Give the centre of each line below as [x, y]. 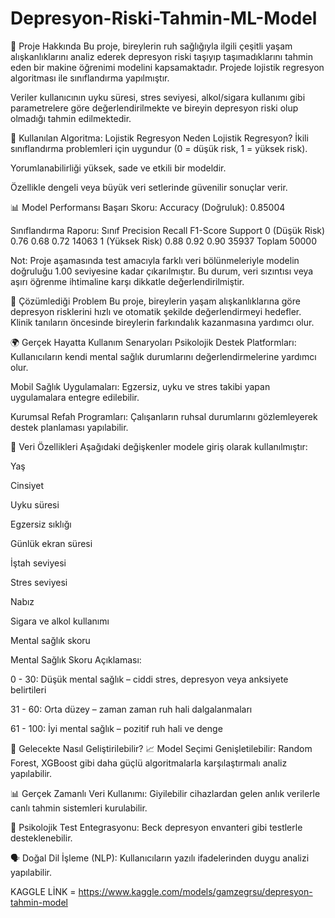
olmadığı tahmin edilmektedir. [71, 118]
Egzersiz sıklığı [41, 524]
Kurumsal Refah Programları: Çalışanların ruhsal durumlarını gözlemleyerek [164, 416]
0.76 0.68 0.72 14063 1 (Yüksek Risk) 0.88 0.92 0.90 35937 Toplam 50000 [163, 241]
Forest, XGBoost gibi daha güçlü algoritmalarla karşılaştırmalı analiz [149, 763]
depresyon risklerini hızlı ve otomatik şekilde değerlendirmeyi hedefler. [156, 311]
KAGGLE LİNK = [43, 891]
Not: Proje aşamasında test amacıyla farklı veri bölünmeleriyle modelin [155, 260]
